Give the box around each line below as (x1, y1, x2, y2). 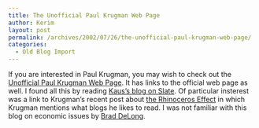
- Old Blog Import (15, 48, 76, 56)
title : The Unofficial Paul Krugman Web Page (8, 11, 160, 20)
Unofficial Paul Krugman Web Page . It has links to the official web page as (8, 78, 248, 87)
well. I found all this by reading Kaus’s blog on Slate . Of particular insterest (8, 86, 250, 95)
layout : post (8, 26, 51, 34)
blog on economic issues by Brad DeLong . (8, 112, 146, 120)
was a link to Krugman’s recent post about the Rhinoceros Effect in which (8, 95, 246, 104)
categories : (8, 41, 47, 49)
